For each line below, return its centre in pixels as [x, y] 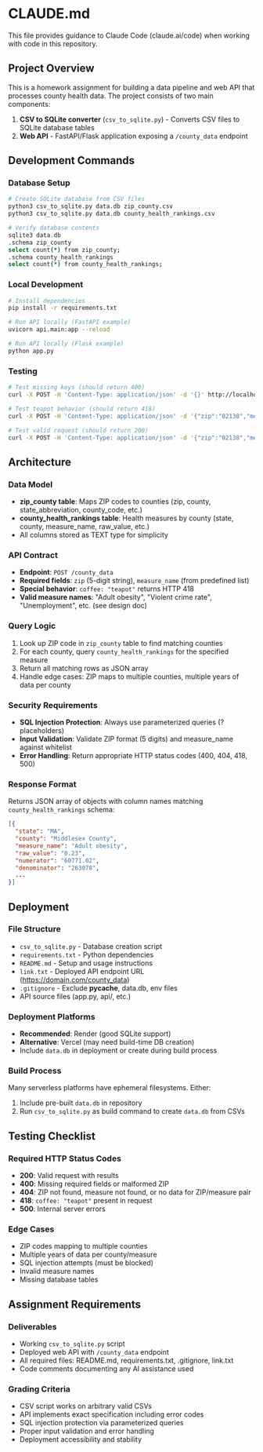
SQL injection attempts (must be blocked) [86, 1263]
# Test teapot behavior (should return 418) [82, 409]
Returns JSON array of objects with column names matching [106, 801]
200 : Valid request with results [69, 1176]
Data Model [31, 484]
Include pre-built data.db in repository [81, 1103]
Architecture [40, 462]
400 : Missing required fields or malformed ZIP [94, 1184]
